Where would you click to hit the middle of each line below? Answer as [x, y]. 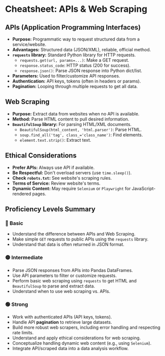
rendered [21, 194]
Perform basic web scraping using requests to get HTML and [74, 280]
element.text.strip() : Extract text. [55, 140]
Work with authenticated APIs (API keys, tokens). [62, 316]
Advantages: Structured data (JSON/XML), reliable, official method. [82, 50]
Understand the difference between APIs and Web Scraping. [74, 234]
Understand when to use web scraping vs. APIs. [61, 291]
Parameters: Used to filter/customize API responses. [66, 76]
